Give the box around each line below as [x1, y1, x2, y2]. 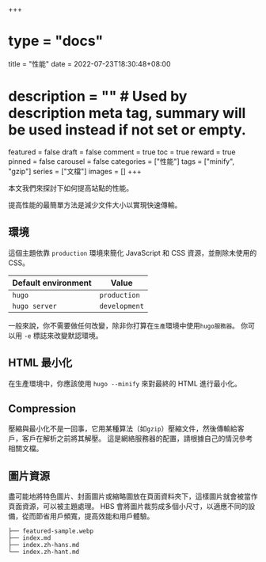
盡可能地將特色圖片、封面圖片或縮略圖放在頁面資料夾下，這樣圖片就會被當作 [8, 492, 258, 501]
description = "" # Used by [8, 88, 188, 105]
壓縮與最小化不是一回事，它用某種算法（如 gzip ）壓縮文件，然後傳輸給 [8, 424, 237, 434]
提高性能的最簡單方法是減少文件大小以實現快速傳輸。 [8, 199, 182, 210]
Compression [8, 401, 77, 416]
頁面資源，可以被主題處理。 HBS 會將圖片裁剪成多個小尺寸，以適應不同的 [8, 502, 249, 511]
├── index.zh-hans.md [8, 541, 80, 549]
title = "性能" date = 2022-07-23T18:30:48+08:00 [8, 59, 172, 68]
